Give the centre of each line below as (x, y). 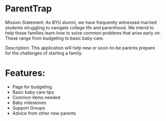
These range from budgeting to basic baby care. (55, 38)
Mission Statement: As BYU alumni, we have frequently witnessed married (81, 22)
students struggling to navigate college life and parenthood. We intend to (80, 27)
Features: (25, 73)
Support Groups (29, 108)
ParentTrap (28, 9)
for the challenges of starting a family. (44, 53)
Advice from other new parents (44, 113)
